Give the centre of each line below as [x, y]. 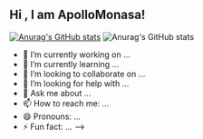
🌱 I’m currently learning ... [71, 64]
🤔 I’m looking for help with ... [76, 83]
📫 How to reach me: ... [66, 103]
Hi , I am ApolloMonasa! [77, 15]
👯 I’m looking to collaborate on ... [84, 74]
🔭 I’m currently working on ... [76, 55]
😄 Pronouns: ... [52, 116]
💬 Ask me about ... [57, 93]
